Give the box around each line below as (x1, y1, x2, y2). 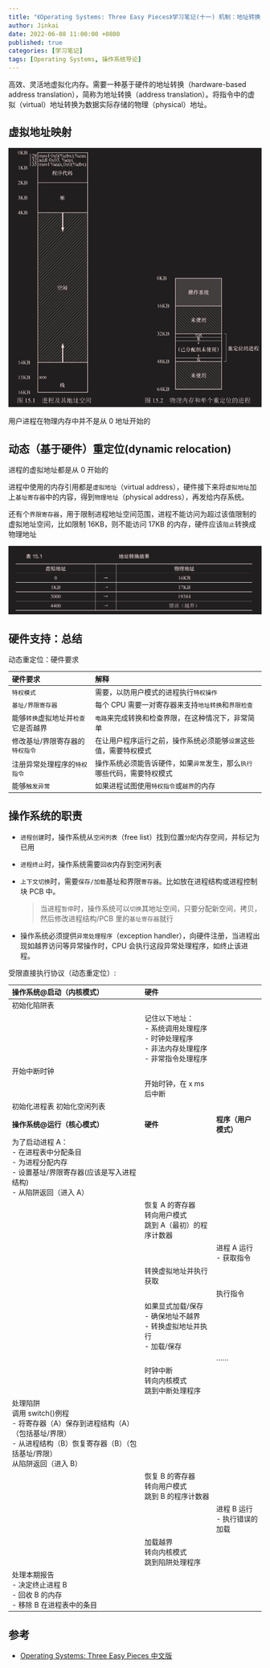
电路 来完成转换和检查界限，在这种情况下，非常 (95, 712, 248, 722)
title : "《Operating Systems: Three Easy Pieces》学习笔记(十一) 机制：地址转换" (8, 13, 265, 21)
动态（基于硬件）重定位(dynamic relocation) (8, 442, 231, 456)
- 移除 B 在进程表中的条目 (11, 1600, 98, 1609)
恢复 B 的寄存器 (144, 1472, 195, 1481)
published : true (8, 39, 63, 47)
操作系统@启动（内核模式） (11, 987, 104, 997)
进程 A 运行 (215, 1243, 253, 1253)
